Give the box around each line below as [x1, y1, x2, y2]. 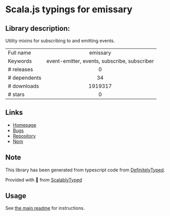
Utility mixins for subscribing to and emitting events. [5, 37, 115, 44]
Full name [8, 49, 32, 56]
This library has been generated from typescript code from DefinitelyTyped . [5, 167, 165, 173]
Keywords [8, 57, 32, 65]
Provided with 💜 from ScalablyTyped [5, 176, 82, 183]
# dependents [8, 74, 42, 81]
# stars [8, 91, 25, 98]
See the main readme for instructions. [5, 205, 85, 211]
